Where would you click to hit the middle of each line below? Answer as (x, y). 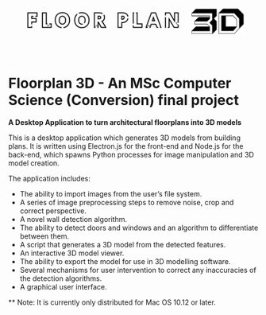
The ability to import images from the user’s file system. (111, 193)
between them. (44, 236)
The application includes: (50, 178)
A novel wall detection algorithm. (73, 219)
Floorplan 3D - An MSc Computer (120, 84)
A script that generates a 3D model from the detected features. (123, 244)
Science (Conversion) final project (124, 101)
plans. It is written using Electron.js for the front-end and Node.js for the (126, 146)
